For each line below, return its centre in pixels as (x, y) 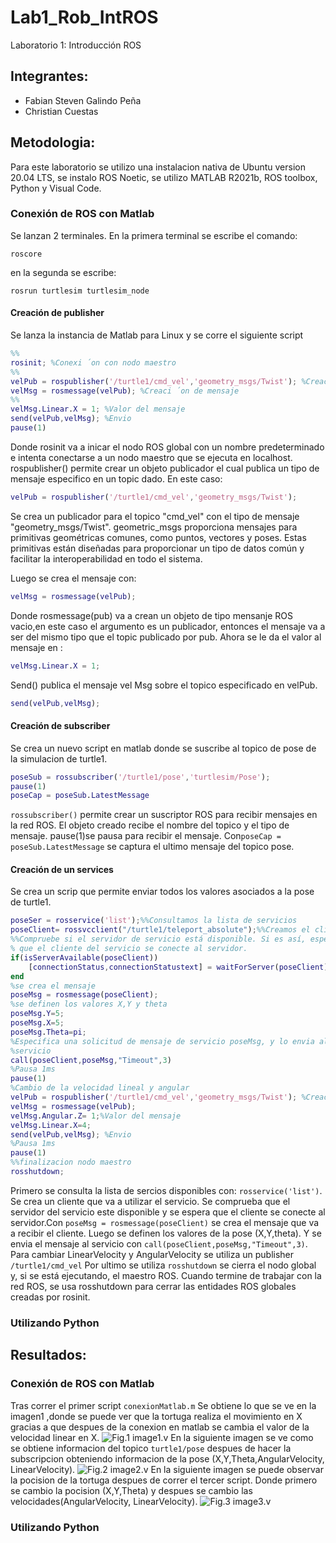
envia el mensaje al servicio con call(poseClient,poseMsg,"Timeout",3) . (159, 1243)
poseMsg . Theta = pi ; (48, 1032)
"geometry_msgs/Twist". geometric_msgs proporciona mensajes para (154, 527)
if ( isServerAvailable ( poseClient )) (84, 957)
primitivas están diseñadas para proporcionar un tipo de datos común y (157, 548)
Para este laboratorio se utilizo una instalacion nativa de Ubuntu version (158, 167)
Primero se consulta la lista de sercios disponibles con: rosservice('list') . (166, 1190)
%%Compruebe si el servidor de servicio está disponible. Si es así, (158, 939)
